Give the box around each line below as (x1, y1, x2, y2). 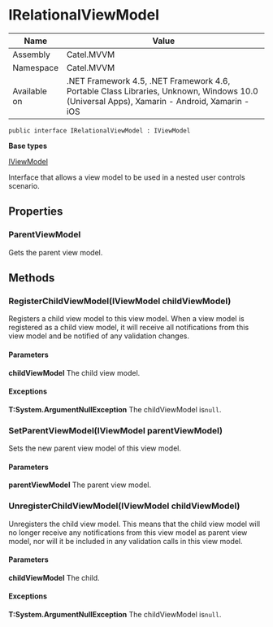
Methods (8, 271, 55, 285)
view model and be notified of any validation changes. (8, 331, 189, 341)
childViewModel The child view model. (8, 368, 141, 377)
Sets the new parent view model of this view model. (8, 443, 181, 453)
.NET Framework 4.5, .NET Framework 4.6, (66, 75, 231, 86)
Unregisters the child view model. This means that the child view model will (8, 519, 261, 529)
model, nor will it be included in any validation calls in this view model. (8, 536, 243, 546)
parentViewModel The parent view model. (8, 480, 152, 490)
